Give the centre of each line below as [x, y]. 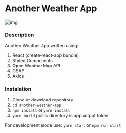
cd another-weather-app [37, 105]
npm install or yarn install [41, 110]
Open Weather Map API [36, 66]
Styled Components [33, 61]
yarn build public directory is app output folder [61, 115]
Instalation [18, 89]
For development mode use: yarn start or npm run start [63, 125]
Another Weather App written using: [42, 46]
